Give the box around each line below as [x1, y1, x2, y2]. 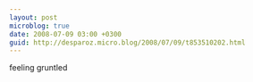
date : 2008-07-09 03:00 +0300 [9, 29, 122, 38]
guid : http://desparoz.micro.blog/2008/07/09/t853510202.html [9, 37, 246, 47]
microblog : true [9, 21, 70, 30]
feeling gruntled [9, 62, 68, 73]
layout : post [9, 12, 58, 22]
